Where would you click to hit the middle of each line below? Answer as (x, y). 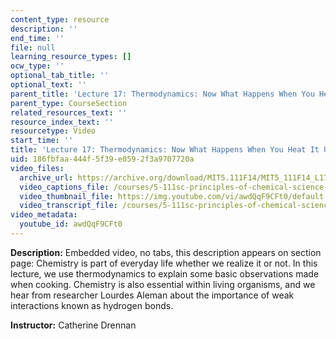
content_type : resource (60, 19)
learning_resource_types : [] (71, 57)
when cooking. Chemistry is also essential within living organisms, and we (163, 284)
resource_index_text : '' (62, 122)
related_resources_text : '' (69, 112)
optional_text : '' (48, 85)
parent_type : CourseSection (69, 103)
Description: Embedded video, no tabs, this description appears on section (166, 252)
